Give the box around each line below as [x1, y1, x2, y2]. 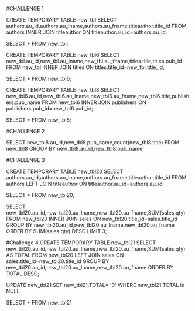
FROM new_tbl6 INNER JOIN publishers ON [42, 99, 146, 106]
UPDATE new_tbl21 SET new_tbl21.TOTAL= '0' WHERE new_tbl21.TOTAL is [6, 282, 184, 288]
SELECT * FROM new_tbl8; [6, 116, 71, 123]
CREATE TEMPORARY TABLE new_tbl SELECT [6, 16, 117, 23]
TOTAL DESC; [6, 270, 40, 277]
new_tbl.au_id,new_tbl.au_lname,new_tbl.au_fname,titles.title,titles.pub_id [6, 58, 183, 64]
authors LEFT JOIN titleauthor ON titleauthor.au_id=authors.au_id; [6, 181, 165, 187]
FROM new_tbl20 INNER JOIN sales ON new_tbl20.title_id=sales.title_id [6, 216, 177, 222]
